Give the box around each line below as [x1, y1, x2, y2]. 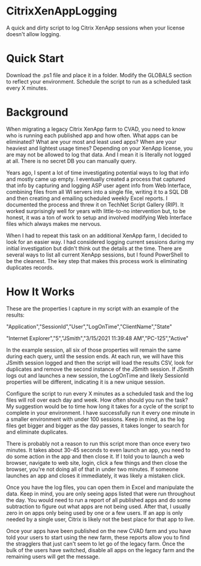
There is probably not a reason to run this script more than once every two [6, 440, 191, 447]
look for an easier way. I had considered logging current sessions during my [6, 238, 194, 245]
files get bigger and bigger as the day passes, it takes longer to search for [6, 421, 189, 429]
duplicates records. [6, 264, 54, 271]
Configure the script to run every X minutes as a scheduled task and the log [6, 390, 194, 397]
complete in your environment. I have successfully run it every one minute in [6, 409, 195, 416]
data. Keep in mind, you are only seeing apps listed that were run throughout [6, 490, 196, 497]
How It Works [6, 285, 75, 299]
